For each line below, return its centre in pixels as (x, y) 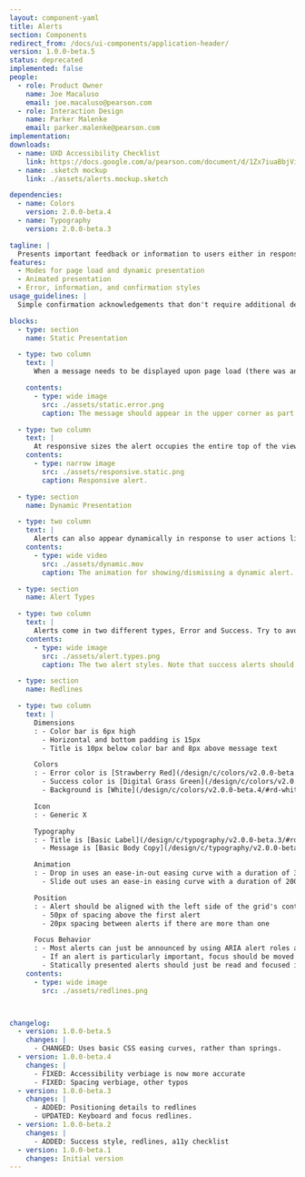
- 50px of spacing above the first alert (122, 915)
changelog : (30, 1023)
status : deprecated (46, 60)
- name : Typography (54, 220)
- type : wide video (70, 555)
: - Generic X (60, 815)
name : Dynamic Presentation (79, 505)
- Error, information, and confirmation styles (109, 288)
